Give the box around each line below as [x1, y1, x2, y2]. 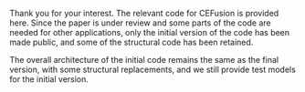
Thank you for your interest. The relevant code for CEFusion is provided [9, 8, 279, 18]
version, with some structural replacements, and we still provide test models [9, 64, 297, 75]
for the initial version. [9, 74, 89, 85]
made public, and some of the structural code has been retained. [9, 36, 254, 47]
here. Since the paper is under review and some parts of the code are [9, 17, 271, 28]
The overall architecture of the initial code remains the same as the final [9, 55, 279, 65]
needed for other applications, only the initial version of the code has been [9, 27, 290, 37]
